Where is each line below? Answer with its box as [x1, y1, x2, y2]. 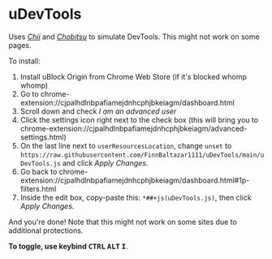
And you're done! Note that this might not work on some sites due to [8, 217, 237, 227]
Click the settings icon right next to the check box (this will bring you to [19, 114, 258, 124]
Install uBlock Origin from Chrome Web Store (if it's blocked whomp [19, 71, 248, 81]
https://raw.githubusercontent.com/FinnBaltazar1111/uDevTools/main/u [19, 151, 265, 159]
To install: [8, 56, 41, 66]
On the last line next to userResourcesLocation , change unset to [19, 140, 232, 150]
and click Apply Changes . [62, 158, 149, 167]
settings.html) [19, 132, 67, 142]
